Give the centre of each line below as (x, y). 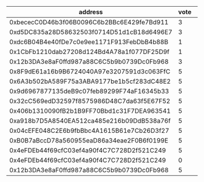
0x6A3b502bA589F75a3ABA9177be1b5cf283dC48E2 (90, 81)
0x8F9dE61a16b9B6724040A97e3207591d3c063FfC (90, 71)
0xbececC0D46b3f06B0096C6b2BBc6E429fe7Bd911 (89, 22)
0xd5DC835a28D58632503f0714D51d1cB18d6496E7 (91, 32)
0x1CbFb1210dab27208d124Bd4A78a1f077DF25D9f (90, 52)
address (91, 12)
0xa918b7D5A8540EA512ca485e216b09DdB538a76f (90, 121)
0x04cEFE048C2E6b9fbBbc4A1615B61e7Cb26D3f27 (89, 131)
